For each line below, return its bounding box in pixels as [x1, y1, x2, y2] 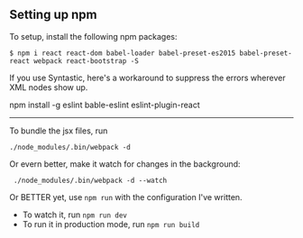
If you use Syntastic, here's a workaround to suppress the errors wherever [9, 72, 286, 83]
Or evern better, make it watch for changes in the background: [9, 158, 241, 169]
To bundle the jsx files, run [9, 125, 108, 136]
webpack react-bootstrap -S [32, 56, 140, 66]
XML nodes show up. [9, 81, 88, 93]
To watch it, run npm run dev [22, 209, 128, 220]
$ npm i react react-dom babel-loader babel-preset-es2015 [9, 49, 236, 58]
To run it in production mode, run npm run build [22, 218, 200, 229]
